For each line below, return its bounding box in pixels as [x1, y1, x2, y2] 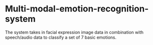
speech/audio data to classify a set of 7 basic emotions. [5, 34, 117, 40]
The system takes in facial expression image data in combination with [5, 29, 144, 35]
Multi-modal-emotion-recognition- [5, 3, 149, 14]
